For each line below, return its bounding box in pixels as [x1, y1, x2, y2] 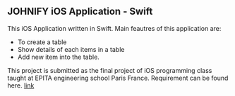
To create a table [17, 38, 67, 46]
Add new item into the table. [17, 53, 100, 61]
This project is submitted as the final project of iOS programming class [7, 66, 212, 74]
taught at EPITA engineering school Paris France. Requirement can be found [7, 74, 229, 82]
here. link [7, 81, 35, 90]
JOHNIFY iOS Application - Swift [7, 6, 153, 18]
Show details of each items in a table [17, 45, 125, 53]
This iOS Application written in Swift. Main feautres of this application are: [7, 24, 222, 32]
